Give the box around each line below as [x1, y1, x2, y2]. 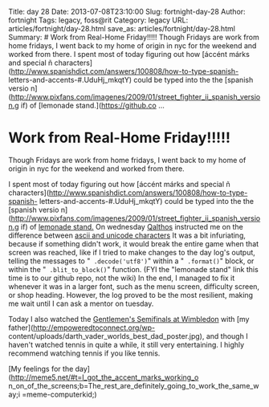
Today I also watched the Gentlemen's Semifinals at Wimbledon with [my [8, 314, 250, 324]
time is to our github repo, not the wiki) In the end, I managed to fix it [8, 273, 235, 283]
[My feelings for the [8, 364, 74, 373]
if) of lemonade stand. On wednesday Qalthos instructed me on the [20, 222, 243, 231]
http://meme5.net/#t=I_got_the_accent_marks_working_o [10, 372, 199, 382]
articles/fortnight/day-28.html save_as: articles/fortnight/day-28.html [8, 24, 235, 33]
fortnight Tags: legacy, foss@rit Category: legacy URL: [8, 15, 189, 25]
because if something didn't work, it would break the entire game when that [8, 238, 259, 248]
